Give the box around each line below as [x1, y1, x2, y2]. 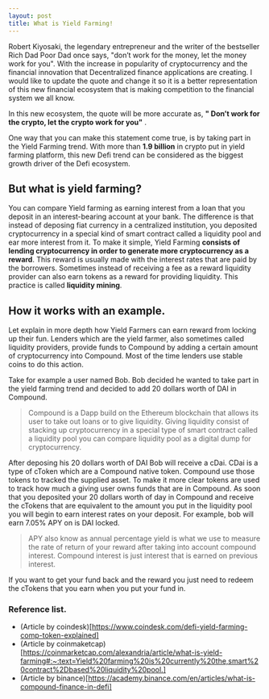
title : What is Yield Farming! [8, 19, 114, 27]
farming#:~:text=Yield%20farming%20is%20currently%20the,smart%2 [19, 656, 259, 666]
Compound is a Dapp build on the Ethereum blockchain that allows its [27, 408, 259, 418]
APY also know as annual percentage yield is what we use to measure [27, 534, 261, 543]
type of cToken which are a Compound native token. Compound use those [8, 467, 255, 476]
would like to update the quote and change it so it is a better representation [8, 76, 258, 86]
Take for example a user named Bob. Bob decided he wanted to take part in [8, 375, 259, 385]
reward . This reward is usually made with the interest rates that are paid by [8, 255, 258, 265]
